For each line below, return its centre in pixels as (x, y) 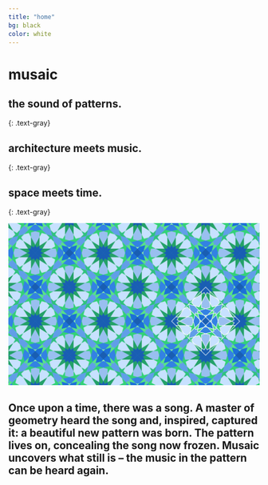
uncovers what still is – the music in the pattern (128, 457)
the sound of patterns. (65, 104)
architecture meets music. (75, 148)
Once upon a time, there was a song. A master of (132, 408)
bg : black (25, 25)
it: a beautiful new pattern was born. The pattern (131, 433)
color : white (30, 34)
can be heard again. (59, 470)
